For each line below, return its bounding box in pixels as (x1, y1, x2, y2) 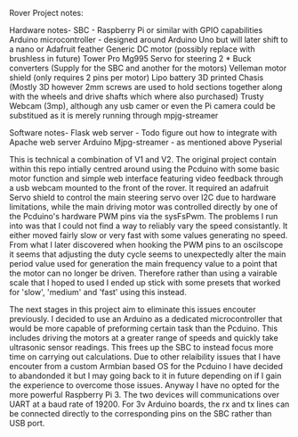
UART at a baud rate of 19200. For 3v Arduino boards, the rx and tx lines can (9, 399, 290, 409)
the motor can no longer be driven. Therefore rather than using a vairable (9, 268, 278, 278)
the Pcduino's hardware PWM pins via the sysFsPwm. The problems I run (9, 211, 278, 221)
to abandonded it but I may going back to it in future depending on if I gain (9, 370, 282, 381)
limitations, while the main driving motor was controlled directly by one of (9, 202, 278, 212)
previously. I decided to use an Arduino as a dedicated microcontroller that (9, 314, 283, 324)
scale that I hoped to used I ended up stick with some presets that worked (9, 277, 281, 288)
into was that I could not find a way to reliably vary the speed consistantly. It (9, 220, 288, 231)
